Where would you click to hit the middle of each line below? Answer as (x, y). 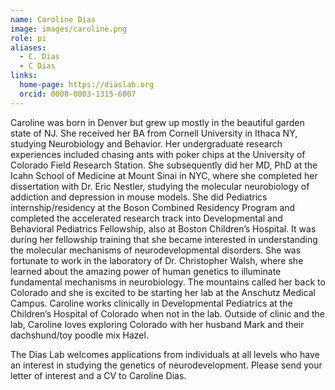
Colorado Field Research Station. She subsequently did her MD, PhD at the (164, 165)
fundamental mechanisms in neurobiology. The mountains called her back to (168, 282)
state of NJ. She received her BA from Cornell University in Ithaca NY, (154, 133)
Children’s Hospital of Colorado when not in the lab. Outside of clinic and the (167, 313)
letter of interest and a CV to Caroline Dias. (98, 375)
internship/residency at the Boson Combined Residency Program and (153, 207)
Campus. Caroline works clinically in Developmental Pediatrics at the (151, 303)
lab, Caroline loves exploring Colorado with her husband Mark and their (157, 324)
